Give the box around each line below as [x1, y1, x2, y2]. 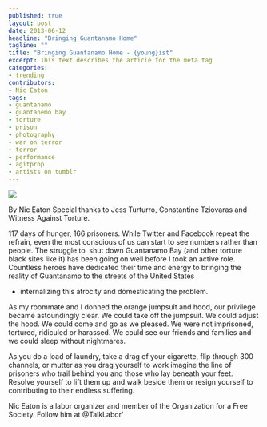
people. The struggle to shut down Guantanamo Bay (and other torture [8, 245, 242, 255]
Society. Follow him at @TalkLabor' [8, 409, 124, 419]
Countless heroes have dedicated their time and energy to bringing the [8, 263, 241, 272]
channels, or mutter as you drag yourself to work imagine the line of [8, 361, 232, 369]
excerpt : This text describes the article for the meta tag [8, 57, 213, 65]
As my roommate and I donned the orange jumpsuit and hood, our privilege [8, 302, 256, 312]
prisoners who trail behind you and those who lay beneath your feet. [8, 369, 233, 378]
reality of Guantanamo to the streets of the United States [8, 271, 195, 281]
